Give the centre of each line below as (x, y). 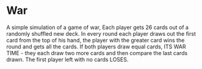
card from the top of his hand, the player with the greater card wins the (96, 40)
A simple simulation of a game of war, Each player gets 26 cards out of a (98, 27)
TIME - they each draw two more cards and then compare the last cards (97, 53)
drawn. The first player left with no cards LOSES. (67, 59)
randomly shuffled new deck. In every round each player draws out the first (101, 33)
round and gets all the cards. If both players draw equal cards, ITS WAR (96, 47)
